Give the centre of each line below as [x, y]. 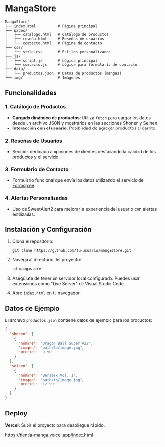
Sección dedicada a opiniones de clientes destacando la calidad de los [84, 151]
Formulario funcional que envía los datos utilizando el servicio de [78, 180]
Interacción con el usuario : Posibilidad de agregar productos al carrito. [84, 128]
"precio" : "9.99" [36, 352]
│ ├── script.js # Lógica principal [51, 60]
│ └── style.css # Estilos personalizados [58, 52]
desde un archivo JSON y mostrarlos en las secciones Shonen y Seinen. [85, 123]
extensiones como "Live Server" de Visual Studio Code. [69, 284]
